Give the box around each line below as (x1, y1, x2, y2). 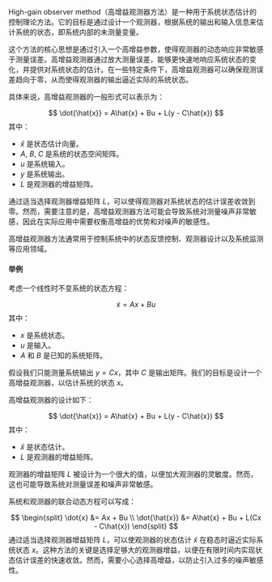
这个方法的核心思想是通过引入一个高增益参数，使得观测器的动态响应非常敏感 (8, 44, 264, 54)
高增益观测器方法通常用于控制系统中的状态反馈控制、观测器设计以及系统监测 (8, 234, 264, 243)
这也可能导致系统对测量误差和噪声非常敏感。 (8, 479, 158, 489)
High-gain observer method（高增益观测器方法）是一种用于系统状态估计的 (8, 7, 257, 16)
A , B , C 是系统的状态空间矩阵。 (19, 149, 124, 158)
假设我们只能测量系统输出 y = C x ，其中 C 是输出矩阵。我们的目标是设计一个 (8, 368, 262, 377)
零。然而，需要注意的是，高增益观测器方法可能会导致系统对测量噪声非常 (8, 207, 249, 216)
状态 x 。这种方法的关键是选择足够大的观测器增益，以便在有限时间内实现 (15, 545, 256, 555)
